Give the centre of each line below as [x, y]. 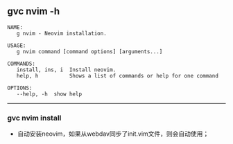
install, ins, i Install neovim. [66, 70]
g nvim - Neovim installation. [62, 33]
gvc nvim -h [34, 11]
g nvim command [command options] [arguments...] [89, 51]
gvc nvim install [34, 118]
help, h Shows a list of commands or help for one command [117, 75]
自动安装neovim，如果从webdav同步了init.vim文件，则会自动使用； [113, 134]
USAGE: [17, 45]
